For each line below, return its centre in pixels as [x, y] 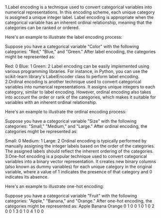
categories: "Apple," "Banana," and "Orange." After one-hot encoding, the [79, 201]
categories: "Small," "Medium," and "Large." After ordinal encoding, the [76, 126]
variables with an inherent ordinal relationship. [51, 102]
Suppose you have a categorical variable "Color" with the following [72, 46]
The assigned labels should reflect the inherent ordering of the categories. [79, 151]
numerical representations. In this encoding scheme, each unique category [80, 12]
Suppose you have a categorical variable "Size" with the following [71, 121]
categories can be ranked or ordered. [42, 28]
